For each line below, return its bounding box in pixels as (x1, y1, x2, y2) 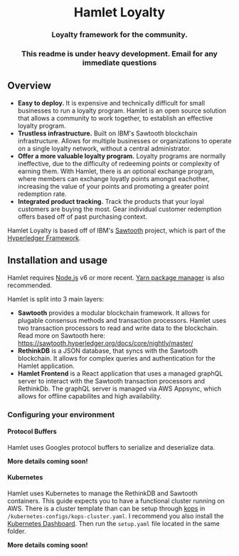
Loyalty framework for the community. (51, 30, 188, 40)
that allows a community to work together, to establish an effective (17, 113, 213, 122)
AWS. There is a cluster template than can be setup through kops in (7, 504, 206, 513)
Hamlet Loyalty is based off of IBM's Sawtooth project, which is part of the (7, 226, 226, 235)
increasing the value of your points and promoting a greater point (17, 182, 209, 190)
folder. (7, 527, 26, 535)
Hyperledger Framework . (7, 233, 81, 242)
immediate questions (82, 58, 157, 68)
